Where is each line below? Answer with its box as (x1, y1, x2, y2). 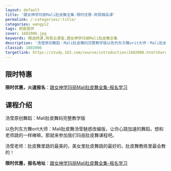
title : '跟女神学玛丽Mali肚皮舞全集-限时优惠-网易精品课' (5, 12, 116, 17)
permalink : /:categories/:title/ (5, 17, 76, 22)
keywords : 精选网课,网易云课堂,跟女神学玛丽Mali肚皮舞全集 (5, 36, 118, 41)
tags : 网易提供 (5, 26, 35, 31)
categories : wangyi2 (5, 21, 49, 27)
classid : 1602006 (5, 45, 42, 50)
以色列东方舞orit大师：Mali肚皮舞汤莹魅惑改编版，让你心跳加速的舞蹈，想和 (5, 126, 164, 132)
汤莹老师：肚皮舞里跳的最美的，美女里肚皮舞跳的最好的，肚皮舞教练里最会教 (5, 143, 166, 149)
